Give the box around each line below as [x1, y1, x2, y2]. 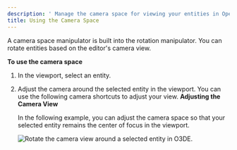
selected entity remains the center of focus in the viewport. [17, 120, 190, 129]
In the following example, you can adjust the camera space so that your [17, 113, 226, 122]
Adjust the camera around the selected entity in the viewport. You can [17, 85, 221, 93]
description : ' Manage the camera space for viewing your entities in [7, 10, 219, 18]
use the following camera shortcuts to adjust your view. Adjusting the [17, 92, 221, 101]
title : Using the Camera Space [7, 17, 99, 24]
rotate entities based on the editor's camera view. [7, 44, 152, 52]
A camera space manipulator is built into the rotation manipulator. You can [7, 36, 222, 44]
